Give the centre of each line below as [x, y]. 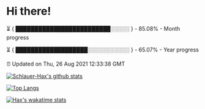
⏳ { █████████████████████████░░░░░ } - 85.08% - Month [93, 28]
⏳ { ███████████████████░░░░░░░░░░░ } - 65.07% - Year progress [102, 50]
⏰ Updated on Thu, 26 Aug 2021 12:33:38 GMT [66, 64]
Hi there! [29, 11]
